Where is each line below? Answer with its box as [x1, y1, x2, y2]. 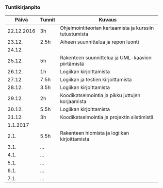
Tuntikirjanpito [5, 4, 41, 11]
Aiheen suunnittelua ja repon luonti [60, 38, 139, 45]
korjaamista [60, 98, 86, 105]
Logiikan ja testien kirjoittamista [60, 76, 132, 83]
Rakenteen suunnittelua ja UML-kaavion [60, 54, 152, 61]
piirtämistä [60, 60, 84, 67]
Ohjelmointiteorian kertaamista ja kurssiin [60, 25, 154, 32]
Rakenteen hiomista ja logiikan [60, 130, 130, 137]
